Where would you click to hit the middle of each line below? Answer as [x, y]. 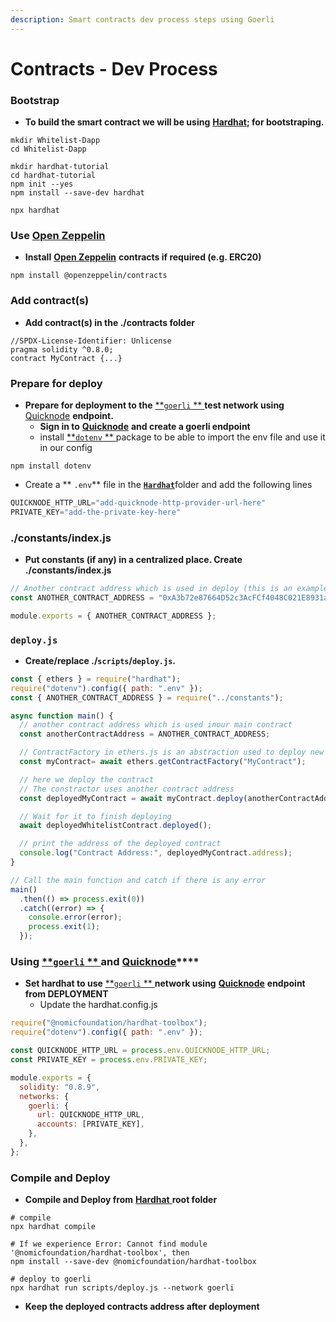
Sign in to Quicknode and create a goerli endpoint [145, 426]
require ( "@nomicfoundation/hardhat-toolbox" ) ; [109, 1023]
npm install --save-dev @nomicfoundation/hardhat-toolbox [133, 1262]
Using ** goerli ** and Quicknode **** [105, 962]
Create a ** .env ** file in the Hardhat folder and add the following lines [168, 484]
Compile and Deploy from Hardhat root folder [121, 1200]
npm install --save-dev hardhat [77, 193]
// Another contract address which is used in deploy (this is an [151, 589]
